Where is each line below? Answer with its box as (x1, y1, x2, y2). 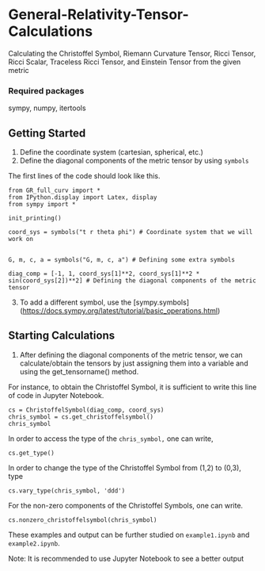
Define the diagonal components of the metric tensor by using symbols (19, 156, 249, 166)
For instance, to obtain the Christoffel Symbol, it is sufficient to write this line (8, 382, 257, 392)
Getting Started (8, 126, 86, 140)
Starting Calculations (8, 329, 115, 343)
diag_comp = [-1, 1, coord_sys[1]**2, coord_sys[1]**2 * (8, 270, 200, 278)
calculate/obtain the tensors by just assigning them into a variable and (19, 358, 248, 368)
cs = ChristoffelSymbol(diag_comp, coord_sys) (8, 406, 165, 414)
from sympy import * (8, 201, 77, 209)
